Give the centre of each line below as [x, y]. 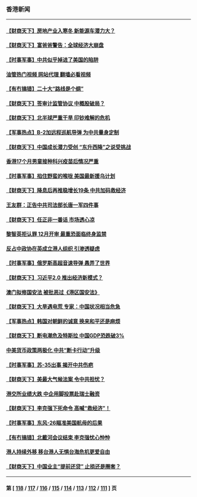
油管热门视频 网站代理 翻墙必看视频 [48, 74]
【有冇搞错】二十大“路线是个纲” [45, 89]
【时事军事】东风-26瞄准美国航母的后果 [54, 422]
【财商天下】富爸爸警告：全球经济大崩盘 [55, 45]
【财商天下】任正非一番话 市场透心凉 [50, 219]
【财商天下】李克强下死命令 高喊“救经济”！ [58, 408]
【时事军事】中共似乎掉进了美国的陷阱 [52, 60]
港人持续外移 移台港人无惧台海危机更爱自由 [58, 452]
